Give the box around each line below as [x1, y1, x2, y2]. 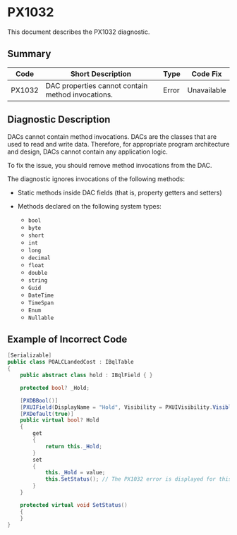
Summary [7, 48, 51, 60]
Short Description [70, 68, 132, 78]
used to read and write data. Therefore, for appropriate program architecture [7, 140, 230, 148]
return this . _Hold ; [44, 443, 102, 450]
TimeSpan [28, 299, 54, 307]
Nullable [28, 314, 54, 321]
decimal [28, 254, 51, 262]
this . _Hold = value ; [44, 469, 106, 476]
